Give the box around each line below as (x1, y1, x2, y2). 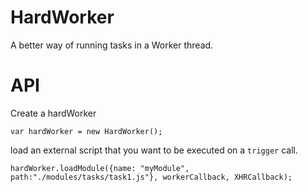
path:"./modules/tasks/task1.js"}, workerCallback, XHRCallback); (10, 172, 293, 182)
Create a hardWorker (10, 107, 97, 119)
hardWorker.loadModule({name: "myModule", (10, 163, 190, 173)
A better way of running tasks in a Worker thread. (10, 39, 214, 51)
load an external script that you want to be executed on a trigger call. (10, 144, 298, 156)
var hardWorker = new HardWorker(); (10, 126, 163, 136)
